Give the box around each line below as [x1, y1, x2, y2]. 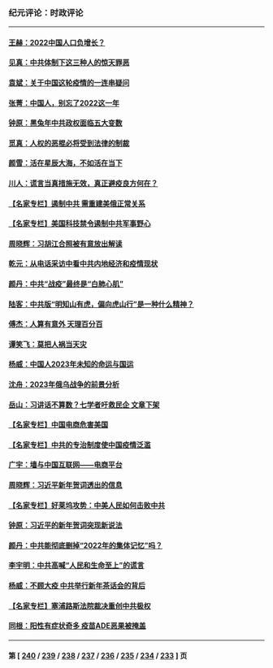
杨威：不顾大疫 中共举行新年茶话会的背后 [8, 580, 146, 590]
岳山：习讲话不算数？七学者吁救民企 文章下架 [8, 400, 160, 410]
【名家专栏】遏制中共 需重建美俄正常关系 [8, 198, 146, 208]
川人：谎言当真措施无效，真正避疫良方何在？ [8, 179, 158, 189]
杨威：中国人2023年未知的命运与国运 [8, 359, 134, 369]
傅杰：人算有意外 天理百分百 [8, 319, 103, 329]
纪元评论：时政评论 [8, 7, 84, 18]
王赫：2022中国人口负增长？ [8, 37, 106, 47]
